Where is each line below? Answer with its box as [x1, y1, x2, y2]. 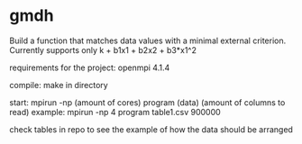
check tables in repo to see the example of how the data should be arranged [9, 123, 293, 135]
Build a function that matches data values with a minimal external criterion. [9, 35, 287, 46]
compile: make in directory [9, 79, 108, 90]
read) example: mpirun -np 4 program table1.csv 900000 [9, 106, 221, 117]
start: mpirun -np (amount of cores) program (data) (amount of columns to [9, 96, 286, 108]
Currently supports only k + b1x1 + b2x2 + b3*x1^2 [9, 44, 197, 55]
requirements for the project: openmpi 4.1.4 [9, 62, 170, 73]
